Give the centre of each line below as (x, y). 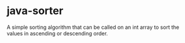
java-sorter (35, 11)
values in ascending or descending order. (58, 33)
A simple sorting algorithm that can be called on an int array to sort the (93, 27)
